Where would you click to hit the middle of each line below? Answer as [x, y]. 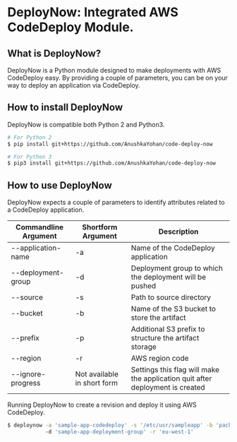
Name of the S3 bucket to [174, 309]
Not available [97, 374]
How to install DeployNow [65, 108]
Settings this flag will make [175, 370]
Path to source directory [171, 297]
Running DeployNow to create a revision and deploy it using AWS [102, 405]
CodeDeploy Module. [71, 27]
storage [144, 347]
